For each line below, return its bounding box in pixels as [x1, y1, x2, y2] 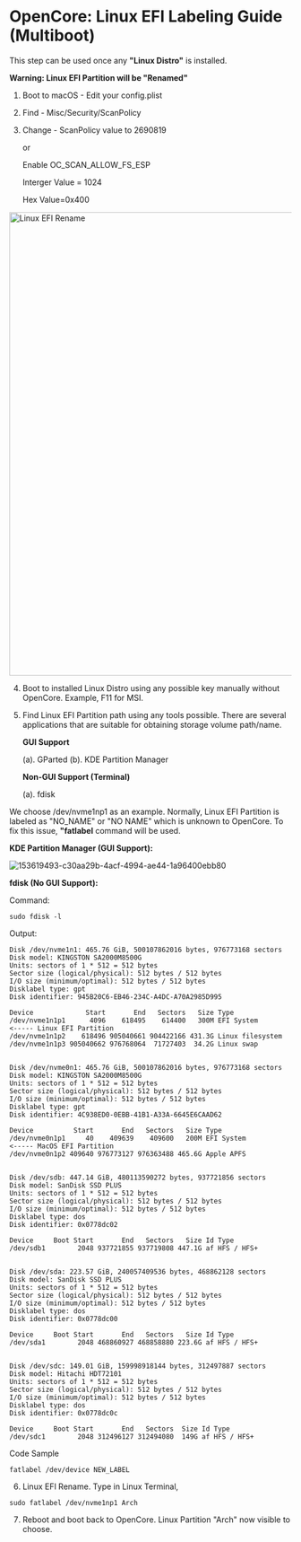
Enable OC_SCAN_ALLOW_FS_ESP [21, 159, 150, 170]
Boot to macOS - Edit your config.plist [21, 90, 163, 101]
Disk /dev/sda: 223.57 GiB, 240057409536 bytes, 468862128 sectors [9, 1267, 267, 1276]
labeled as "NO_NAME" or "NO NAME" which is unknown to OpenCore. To [9, 815, 284, 827]
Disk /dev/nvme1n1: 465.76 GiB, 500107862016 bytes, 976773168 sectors [9, 945, 282, 954]
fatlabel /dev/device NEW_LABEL [9, 1465, 130, 1474]
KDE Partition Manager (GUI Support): [9, 842, 154, 854]
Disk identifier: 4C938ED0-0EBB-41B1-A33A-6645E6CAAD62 [9, 1110, 222, 1119]
